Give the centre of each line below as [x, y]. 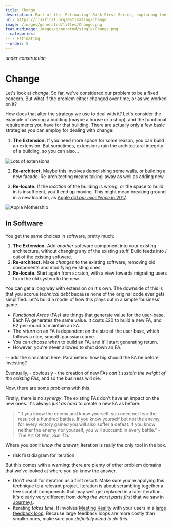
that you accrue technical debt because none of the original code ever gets [85, 294]
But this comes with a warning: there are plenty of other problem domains [83, 465]
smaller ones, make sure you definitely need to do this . [71, 518]
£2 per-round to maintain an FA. [46, 325]
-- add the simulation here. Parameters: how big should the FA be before [82, 357]
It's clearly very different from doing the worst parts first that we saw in [88, 497]
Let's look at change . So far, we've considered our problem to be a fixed [82, 93]
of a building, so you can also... [46, 151]
